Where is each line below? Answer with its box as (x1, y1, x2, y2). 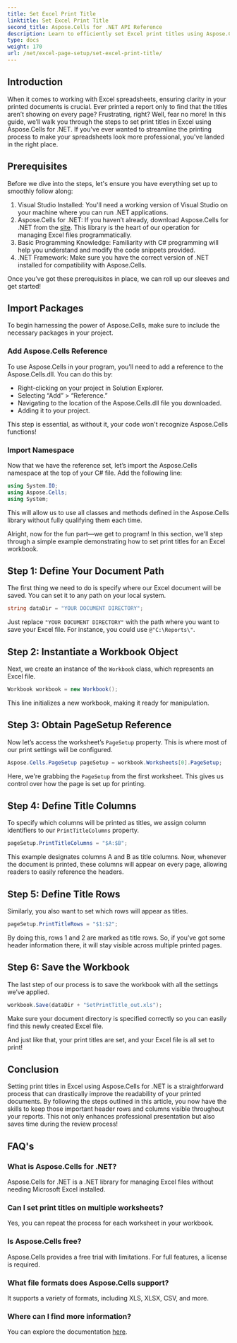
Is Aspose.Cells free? (7, 1236, 82, 1246)
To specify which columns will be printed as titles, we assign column (7, 819, 207, 827)
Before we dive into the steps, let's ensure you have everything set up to (7, 179, 218, 188)
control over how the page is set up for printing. (7, 779, 146, 788)
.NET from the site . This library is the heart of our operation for (17, 223, 200, 231)
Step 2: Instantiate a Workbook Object (7, 645, 178, 658)
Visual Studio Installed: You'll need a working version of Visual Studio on (17, 200, 228, 209)
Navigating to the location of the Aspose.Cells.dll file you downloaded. (17, 398, 222, 407)
